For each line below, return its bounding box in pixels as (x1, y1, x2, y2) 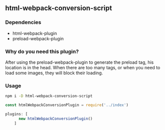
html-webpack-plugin (12, 30, 57, 36)
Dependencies (5, 19, 41, 26)
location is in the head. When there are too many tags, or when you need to (5, 64, 160, 70)
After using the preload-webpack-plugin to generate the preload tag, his (5, 59, 154, 65)
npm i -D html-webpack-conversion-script (5, 94, 93, 99)
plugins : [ (5, 112, 28, 117)
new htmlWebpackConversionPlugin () (18, 116, 93, 121)
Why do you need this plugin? (5, 48, 79, 55)
